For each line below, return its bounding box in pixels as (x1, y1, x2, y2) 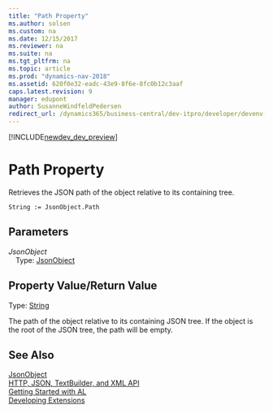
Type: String (8, 300, 50, 310)
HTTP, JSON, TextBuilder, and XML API (8, 378, 140, 388)
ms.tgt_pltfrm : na (8, 58, 71, 66)
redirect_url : (8, 110, 57, 118)
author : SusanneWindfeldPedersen (8, 102, 122, 110)
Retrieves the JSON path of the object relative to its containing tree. (8, 187, 235, 197)
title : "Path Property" (8, 11, 89, 20)
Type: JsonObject (15, 255, 76, 265)
